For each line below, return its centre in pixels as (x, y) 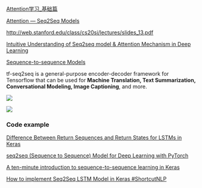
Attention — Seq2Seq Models (43, 21)
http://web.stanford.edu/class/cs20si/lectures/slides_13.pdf (80, 32)
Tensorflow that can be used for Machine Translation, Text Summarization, (101, 80)
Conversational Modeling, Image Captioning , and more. (77, 86)
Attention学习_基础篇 (32, 9)
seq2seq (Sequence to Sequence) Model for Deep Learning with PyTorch (97, 156)
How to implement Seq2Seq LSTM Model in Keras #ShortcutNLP (87, 179)
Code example (28, 124)
